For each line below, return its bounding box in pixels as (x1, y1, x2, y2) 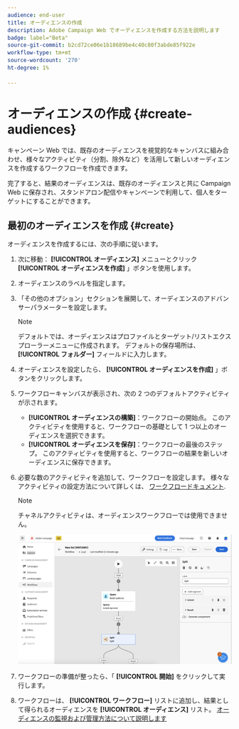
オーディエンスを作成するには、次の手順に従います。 (7, 240, 162, 248)
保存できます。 (71, 458, 115, 467)
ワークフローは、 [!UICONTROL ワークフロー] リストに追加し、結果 (17, 696, 217, 705)
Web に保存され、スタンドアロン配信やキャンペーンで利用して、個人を (7, 188, 216, 196)
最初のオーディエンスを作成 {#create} (7, 219, 174, 231)
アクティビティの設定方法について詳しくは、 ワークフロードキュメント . (17, 482, 226, 491)
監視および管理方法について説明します (54, 714, 167, 723)
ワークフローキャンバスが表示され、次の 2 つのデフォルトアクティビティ (17, 389, 230, 398)
